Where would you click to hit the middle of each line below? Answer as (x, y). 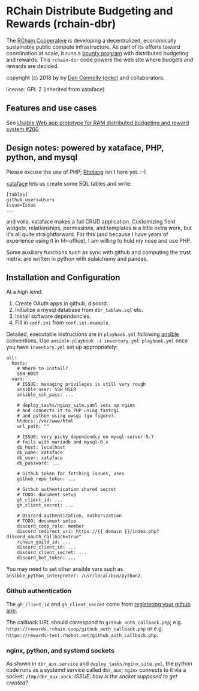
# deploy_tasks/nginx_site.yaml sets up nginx (76, 406)
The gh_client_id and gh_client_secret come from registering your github (98, 604)
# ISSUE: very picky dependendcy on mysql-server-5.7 (85, 437)
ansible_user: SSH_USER (47, 390)
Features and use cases (52, 108)
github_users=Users (31, 199)
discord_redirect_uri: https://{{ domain (69, 532)
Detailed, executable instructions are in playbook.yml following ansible (93, 334)
